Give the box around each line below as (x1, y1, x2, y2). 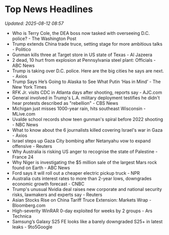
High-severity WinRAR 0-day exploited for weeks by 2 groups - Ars (12, 208, 153, 214)
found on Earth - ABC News (12, 165, 70, 171)
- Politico (12, 46, 31, 52)
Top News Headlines (5, 4, 93, 15)
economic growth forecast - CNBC (12, 181, 85, 187)
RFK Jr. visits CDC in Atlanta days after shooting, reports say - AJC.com (12, 89, 162, 95)
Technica (12, 213, 31, 219)
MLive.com (12, 110, 36, 117)
